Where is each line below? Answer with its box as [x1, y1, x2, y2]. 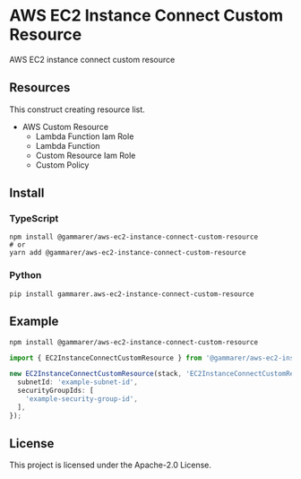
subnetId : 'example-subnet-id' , [17, 378, 139, 387]
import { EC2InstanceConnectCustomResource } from [9, 353, 202, 362]
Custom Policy [35, 159, 90, 170]
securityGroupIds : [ [17, 387, 94, 396]
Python [9, 269, 42, 282]
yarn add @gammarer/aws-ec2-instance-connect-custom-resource [9, 248, 246, 257]
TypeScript [9, 213, 59, 225]
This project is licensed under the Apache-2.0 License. [9, 459, 212, 471]
